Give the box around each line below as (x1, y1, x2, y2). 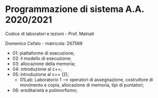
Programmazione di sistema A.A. (5, 3, 145, 15)
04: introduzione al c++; (12, 66, 62, 72)
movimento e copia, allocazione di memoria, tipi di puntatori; (19, 81, 144, 88)
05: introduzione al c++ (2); (12, 71, 69, 77)
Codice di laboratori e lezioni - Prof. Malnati (5, 30, 95, 36)
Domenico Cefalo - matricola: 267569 (5, 40, 83, 46)
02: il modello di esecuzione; (12, 55, 72, 61)
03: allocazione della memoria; (12, 60, 76, 66)
